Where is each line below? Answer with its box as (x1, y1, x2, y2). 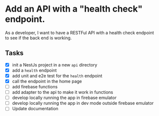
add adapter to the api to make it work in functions (12, 89, 113, 95)
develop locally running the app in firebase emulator (12, 95, 117, 100)
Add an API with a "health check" (5, 3, 142, 15)
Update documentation (12, 106, 58, 112)
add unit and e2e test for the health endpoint (12, 73, 103, 79)
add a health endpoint (12, 67, 57, 73)
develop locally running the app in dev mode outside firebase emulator (12, 100, 154, 106)
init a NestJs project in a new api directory (12, 62, 97, 67)
